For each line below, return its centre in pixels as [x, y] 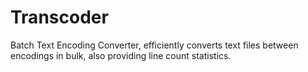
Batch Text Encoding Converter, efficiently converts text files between [154, 45]
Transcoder [59, 17]
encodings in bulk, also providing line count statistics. [121, 55]
